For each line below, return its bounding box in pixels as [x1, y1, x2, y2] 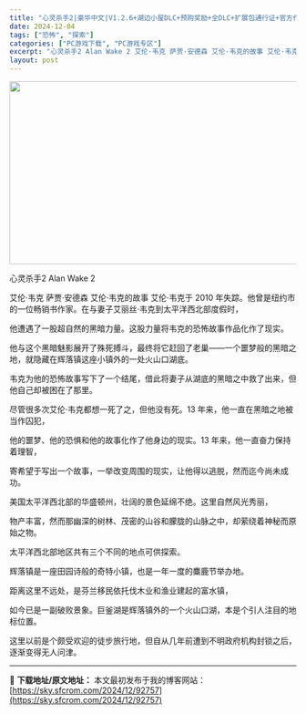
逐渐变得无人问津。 [9, 647, 82, 657]
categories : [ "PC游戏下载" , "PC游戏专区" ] [9, 38, 162, 48]
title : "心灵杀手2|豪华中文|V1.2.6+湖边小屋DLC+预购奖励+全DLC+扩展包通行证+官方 [9, 13, 293, 23]
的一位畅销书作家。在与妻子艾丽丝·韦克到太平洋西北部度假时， [9, 304, 244, 315]
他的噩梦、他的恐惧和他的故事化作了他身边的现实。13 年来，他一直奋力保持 [9, 435, 291, 445]
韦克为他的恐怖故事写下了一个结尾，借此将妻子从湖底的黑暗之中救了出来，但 [9, 373, 297, 384]
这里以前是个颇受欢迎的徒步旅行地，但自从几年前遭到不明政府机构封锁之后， [9, 636, 297, 646]
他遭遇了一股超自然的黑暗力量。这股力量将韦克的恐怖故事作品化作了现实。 [9, 323, 289, 334]
